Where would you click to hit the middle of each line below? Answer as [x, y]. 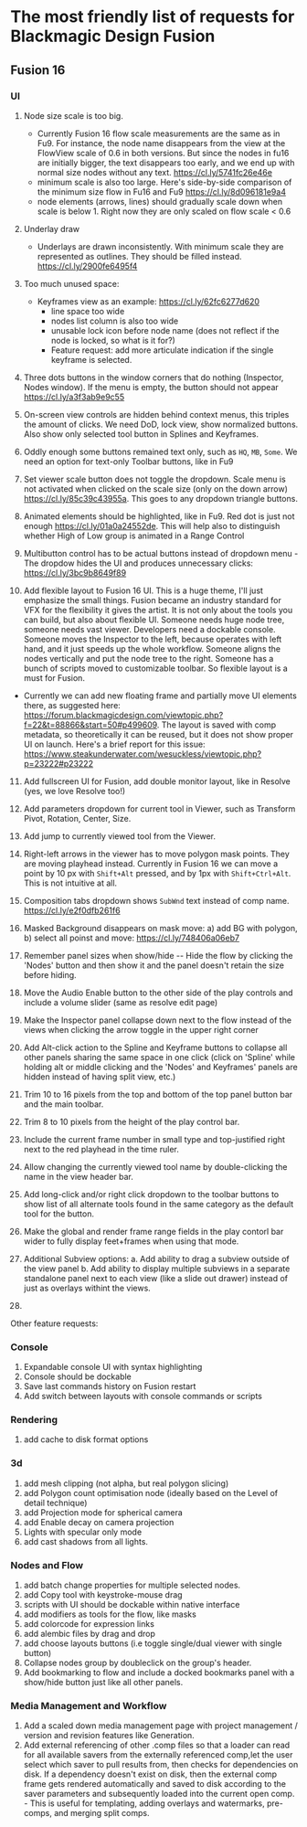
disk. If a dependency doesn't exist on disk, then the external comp [150, 1774]
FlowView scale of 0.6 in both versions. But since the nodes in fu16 [163, 153]
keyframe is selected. [91, 359]
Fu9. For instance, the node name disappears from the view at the [161, 143]
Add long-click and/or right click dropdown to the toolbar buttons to [151, 1194]
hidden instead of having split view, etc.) [100, 1077]
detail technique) [55, 1503]
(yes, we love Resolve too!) [74, 791]
